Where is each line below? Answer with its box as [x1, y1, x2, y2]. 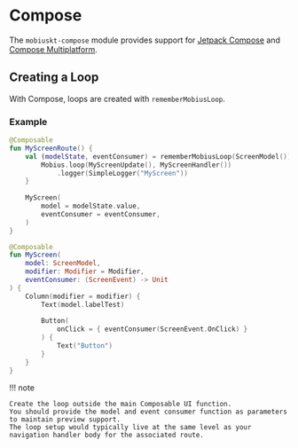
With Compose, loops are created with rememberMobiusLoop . [9, 93, 226, 104]
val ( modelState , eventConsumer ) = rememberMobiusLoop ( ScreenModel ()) [25, 152, 292, 161]
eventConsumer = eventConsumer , [41, 209, 161, 218]
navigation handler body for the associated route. [9, 430, 204, 439]
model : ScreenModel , [25, 259, 101, 268]
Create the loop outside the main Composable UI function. [9, 399, 232, 408]
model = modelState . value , [41, 201, 141, 211]
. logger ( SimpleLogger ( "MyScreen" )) [56, 169, 189, 177]
